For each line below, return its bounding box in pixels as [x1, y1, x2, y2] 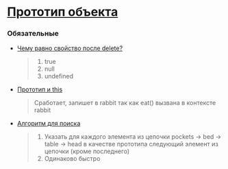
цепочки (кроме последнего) [44, 147, 130, 155]
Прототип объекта [7, 4, 118, 20]
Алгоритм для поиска [16, 120, 81, 128]
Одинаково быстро [44, 155, 101, 163]
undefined [44, 72, 74, 80]
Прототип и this [16, 85, 63, 93]
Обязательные [7, 29, 60, 38]
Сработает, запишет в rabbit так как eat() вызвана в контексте [34, 99, 216, 107]
